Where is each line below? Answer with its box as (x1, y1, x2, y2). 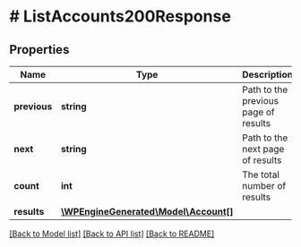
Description (241, 69, 294, 81)
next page (241, 143, 285, 155)
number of (241, 180, 287, 192)
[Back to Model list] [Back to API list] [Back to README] (9, 228, 215, 239)
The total (241, 168, 280, 181)
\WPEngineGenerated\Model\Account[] (61, 206, 234, 217)
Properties (9, 42, 70, 57)
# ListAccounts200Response (9, 6, 231, 27)
